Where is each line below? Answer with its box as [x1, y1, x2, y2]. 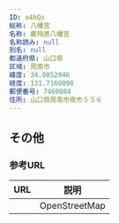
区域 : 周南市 [9, 63, 50, 72]
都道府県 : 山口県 [9, 54, 63, 63]
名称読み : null [9, 37, 60, 47]
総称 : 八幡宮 [9, 21, 50, 30]
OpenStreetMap [39, 200, 106, 212]
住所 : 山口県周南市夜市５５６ [9, 95, 103, 104]
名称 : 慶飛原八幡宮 [9, 29, 71, 38]
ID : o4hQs [9, 12, 46, 22]
